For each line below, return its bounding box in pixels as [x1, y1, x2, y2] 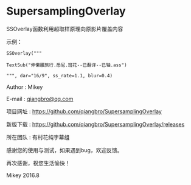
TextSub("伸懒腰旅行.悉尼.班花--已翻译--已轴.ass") [6, 62, 127, 68]
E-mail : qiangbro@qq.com [6, 95, 74, 102]
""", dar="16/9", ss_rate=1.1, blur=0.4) [6, 72, 113, 79]
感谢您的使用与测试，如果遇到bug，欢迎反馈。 [6, 146, 123, 153]
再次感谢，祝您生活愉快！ [6, 159, 71, 167]
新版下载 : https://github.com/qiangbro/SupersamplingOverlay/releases [6, 120, 185, 128]
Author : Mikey [6, 83, 43, 91]
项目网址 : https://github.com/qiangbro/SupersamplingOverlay [6, 108, 162, 115]
